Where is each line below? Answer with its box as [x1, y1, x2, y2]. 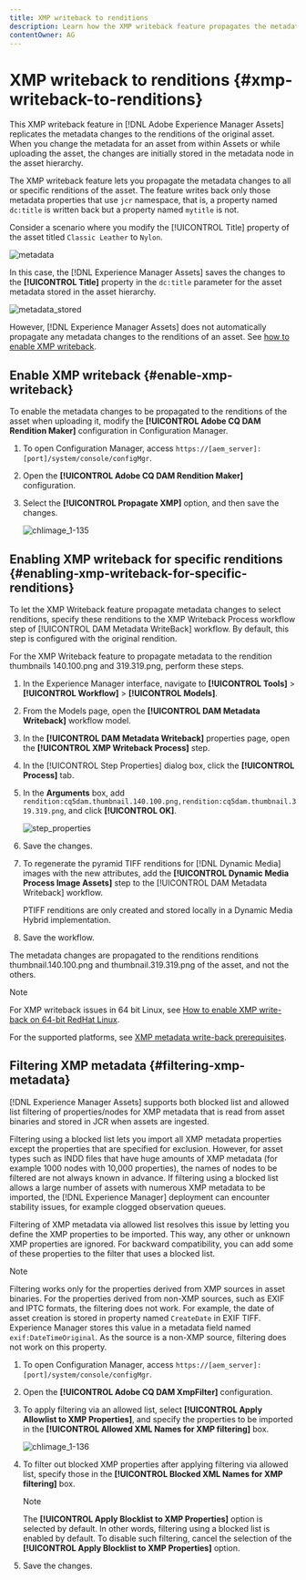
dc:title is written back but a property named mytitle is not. [9, 204, 240, 215]
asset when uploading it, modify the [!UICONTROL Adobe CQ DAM [9, 416, 261, 426]
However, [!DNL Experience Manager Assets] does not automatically [9, 322, 267, 333]
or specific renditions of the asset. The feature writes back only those [9, 185, 271, 196]
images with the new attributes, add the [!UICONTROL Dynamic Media [22, 867, 290, 878]
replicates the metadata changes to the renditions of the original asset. [9, 128, 275, 139]
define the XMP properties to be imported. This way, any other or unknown [9, 1228, 291, 1239]
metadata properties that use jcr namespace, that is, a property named [9, 195, 278, 206]
